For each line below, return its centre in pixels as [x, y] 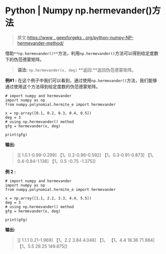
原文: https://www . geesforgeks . [51, 37]
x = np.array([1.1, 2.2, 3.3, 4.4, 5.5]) [48, 198]
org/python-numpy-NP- [109, 37]
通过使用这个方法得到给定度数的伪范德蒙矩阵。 [53, 86]
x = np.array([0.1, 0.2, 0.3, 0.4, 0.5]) [48, 113]
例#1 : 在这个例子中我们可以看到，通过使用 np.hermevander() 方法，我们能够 [81, 80]
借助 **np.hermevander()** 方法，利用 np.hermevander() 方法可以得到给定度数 [82, 53]
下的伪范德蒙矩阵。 [25, 59]
